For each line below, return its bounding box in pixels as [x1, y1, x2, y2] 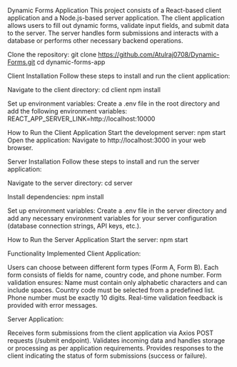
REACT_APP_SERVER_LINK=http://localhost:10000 [7, 114, 156, 123]
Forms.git [7, 58, 36, 66]
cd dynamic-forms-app [36, 58, 106, 66]
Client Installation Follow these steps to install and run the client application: [7, 71, 231, 80]
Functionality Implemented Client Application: [7, 249, 141, 258]
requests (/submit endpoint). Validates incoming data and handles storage [7, 336, 226, 345]
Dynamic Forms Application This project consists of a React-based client [7, 6, 222, 14]
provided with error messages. [7, 301, 98, 309]
